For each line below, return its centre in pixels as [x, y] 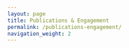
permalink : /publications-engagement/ [64, 27]
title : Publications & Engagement [58, 20]
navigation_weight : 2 [39, 34]
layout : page [27, 14]
